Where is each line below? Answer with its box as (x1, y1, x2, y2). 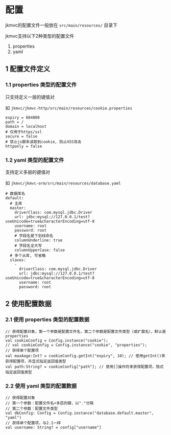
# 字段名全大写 (14, 243, 42, 248)
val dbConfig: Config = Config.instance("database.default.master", (5, 410, 154, 416)
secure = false (5, 133, 38, 139)
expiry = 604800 (5, 115, 40, 120)
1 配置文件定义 (5, 64, 51, 74)
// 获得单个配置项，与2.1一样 (5, 420, 61, 425)
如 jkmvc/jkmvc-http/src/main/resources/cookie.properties (5, 105, 133, 111)
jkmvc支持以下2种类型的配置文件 (5, 33, 75, 39)
